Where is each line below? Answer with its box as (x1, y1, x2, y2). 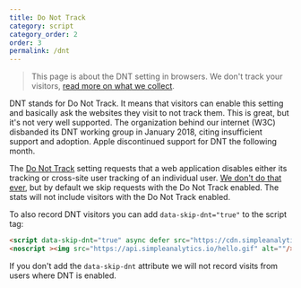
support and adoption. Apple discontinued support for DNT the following (9, 136, 278, 147)
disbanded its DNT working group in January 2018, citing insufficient (9, 127, 262, 137)
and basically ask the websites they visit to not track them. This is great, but (9, 108, 289, 118)
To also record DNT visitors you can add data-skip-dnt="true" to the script (9, 209, 288, 220)
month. (9, 145, 36, 157)
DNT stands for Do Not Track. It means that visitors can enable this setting (9, 98, 284, 109)
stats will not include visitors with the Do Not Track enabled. (9, 192, 231, 203)
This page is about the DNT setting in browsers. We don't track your (30, 71, 283, 82)
